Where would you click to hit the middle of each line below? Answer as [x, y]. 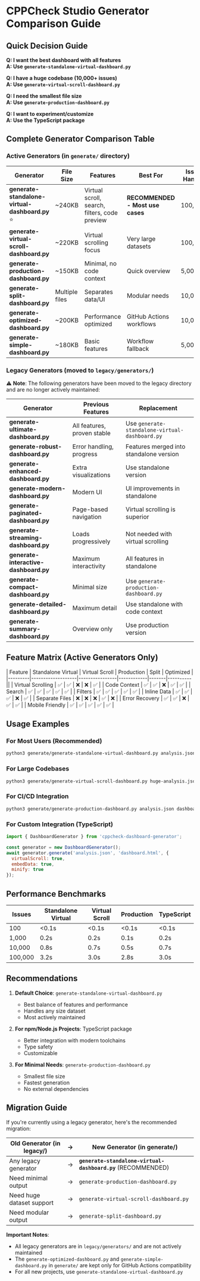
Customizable [40, 1053]
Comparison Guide [54, 24]
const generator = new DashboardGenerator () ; [63, 847]
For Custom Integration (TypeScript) [60, 824]
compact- [24, 587]
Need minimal [28, 1178]
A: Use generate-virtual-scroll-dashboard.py [63, 84]
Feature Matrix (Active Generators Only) [82, 658]
